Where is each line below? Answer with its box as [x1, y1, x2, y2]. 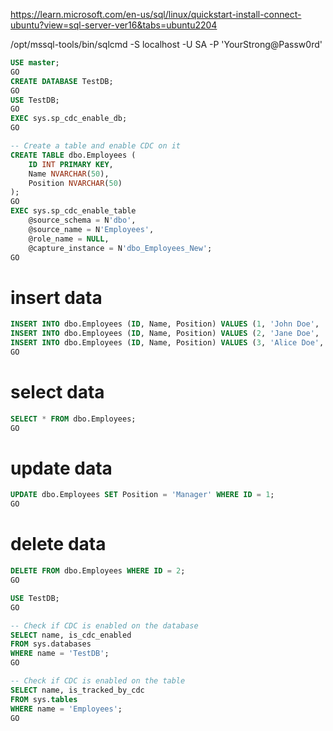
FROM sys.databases [10, 639, 92, 649]
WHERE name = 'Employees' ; [10, 704, 123, 714]
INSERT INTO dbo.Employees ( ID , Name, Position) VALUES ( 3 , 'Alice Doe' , [10, 338, 325, 348]
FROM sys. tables [10, 694, 78, 704]
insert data [10, 286, 103, 309]
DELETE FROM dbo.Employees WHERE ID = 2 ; [10, 566, 186, 576]
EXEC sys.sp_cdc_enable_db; [10, 114, 128, 124]
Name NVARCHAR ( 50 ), [28, 169, 110, 179]
